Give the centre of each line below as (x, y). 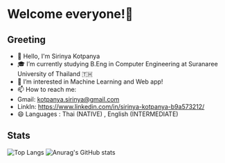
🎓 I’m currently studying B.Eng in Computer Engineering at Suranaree (117, 64)
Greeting (27, 40)
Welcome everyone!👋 (70, 14)
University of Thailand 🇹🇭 (55, 74)
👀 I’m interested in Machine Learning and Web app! (90, 81)
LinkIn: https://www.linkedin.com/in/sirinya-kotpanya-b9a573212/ (111, 107)
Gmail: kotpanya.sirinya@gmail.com (68, 99)
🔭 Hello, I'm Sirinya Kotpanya (58, 56)
